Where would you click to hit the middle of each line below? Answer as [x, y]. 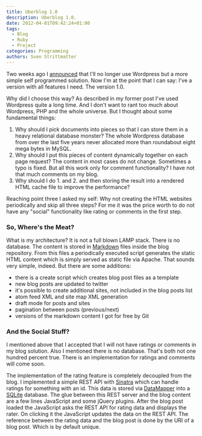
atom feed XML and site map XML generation [71, 297]
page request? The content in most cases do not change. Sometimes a [103, 161]
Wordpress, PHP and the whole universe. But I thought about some [89, 111]
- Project [24, 46]
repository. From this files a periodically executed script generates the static [101, 253]
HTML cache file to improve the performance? [72, 187]
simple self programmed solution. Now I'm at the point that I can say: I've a [99, 80]
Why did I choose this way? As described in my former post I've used [92, 98]
